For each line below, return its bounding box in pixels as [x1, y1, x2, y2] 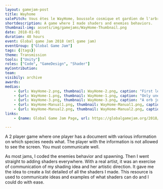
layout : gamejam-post [5, 7, 49, 12]
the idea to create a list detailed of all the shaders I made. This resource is [5, 169, 153, 174]
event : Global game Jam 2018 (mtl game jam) [5, 39, 97, 44]
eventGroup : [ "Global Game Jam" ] [5, 43, 73, 48]
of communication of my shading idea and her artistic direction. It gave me [5, 164, 154, 170]
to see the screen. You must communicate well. [5, 144, 100, 150]
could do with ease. [5, 179, 45, 185]
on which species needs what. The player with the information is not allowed [5, 138, 158, 144]
